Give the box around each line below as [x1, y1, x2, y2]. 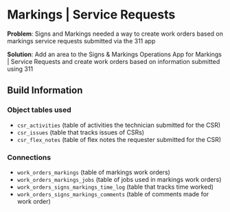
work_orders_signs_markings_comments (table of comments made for [16, 189, 209, 198]
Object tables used [7, 105, 72, 115]
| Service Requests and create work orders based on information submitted [7, 57, 220, 65]
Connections [7, 152, 51, 162]
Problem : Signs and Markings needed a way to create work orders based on [7, 30, 224, 38]
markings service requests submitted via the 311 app [7, 36, 156, 45]
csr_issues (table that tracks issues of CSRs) [16, 128, 145, 137]
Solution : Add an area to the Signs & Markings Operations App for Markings [7, 50, 222, 58]
